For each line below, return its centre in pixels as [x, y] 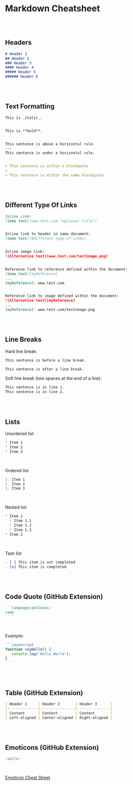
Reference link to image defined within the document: [62, 296]
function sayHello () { [28, 649]
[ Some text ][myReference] [31, 274]
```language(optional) [28, 608]
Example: [14, 635]
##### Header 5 [21, 72]
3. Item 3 [15, 489]
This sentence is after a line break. [44, 369]
